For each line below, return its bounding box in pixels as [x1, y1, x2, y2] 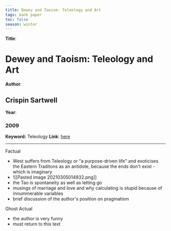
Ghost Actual [5, 206, 33, 212]
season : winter [5, 21, 38, 27]
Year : [5, 109, 17, 115]
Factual [5, 148, 21, 154]
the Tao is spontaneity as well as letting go [12, 180, 102, 186]
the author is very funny [12, 216, 63, 222]
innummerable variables [12, 190, 64, 196]
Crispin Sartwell [5, 96, 58, 104]
